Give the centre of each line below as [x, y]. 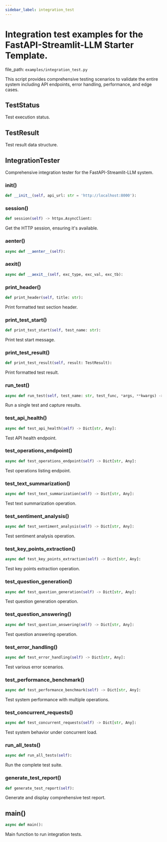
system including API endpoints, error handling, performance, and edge [79, 84]
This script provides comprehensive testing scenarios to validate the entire [82, 79]
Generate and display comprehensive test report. [55, 798]
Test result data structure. [32, 145]
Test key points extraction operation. [43, 569]
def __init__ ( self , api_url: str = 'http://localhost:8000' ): [71, 196]
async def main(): [24, 825]
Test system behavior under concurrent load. [51, 733]
